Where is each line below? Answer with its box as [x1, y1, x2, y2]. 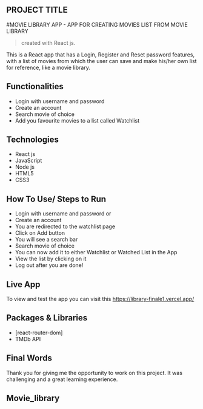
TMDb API [15, 335, 41, 342]
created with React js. [21, 39, 76, 46]
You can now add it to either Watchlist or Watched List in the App [15, 249, 178, 256]
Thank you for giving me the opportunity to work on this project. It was [6, 369, 183, 376]
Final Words [6, 353, 53, 363]
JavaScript [15, 157, 42, 164]
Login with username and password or [15, 210, 111, 217]
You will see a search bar [15, 236, 78, 243]
